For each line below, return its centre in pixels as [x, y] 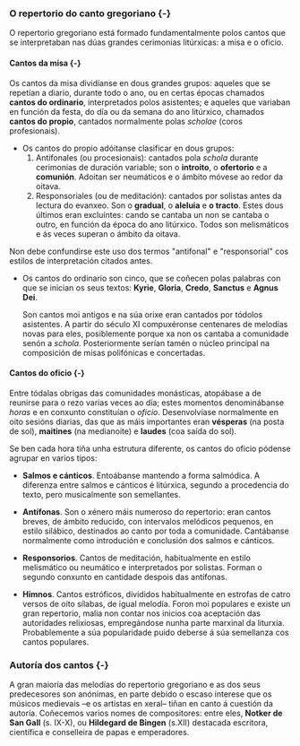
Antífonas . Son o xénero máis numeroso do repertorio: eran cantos [146, 512]
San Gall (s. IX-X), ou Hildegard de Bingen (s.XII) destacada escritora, [139, 723]
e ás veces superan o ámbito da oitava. [108, 234]
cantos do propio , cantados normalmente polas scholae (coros [126, 121]
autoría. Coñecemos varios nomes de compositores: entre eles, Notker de [146, 713]
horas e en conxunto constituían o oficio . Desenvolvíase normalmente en [144, 412]
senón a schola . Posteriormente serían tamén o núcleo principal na [146, 343]
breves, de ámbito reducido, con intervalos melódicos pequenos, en [148, 521]
